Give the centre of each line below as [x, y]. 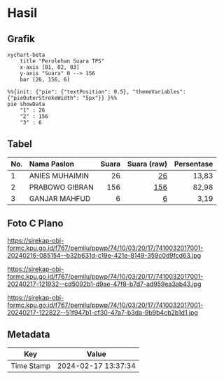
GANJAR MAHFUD [60, 198]
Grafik [21, 39]
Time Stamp [31, 366]
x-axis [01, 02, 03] [50, 67]
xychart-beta [26, 55]
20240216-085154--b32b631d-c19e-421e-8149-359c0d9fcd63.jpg [104, 255]
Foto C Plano [35, 224]
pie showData [26, 104]
